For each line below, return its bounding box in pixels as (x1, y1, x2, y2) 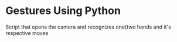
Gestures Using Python (5, 4, 121, 17)
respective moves (5, 29, 49, 36)
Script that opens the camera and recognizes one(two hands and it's (5, 23, 171, 30)
